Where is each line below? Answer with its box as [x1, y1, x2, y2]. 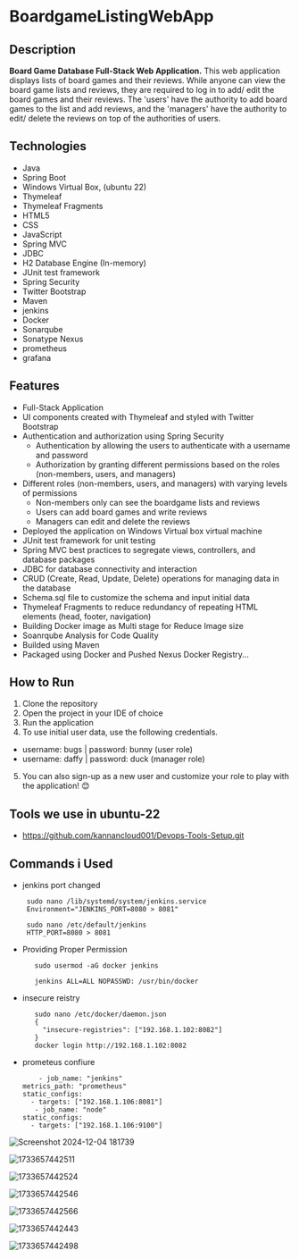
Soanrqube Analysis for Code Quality [21, 630, 159, 641]
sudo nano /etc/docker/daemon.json [34, 1010, 167, 1020]
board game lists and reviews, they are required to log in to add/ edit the [9, 85, 275, 95]
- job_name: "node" [34, 1105, 107, 1114]
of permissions [21, 487, 78, 498]
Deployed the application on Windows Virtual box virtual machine [21, 525, 263, 536]
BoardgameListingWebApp [9, 6, 214, 27]
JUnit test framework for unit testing [21, 534, 156, 546]
